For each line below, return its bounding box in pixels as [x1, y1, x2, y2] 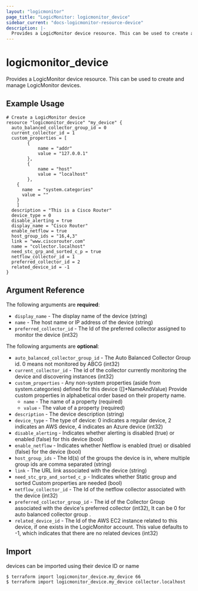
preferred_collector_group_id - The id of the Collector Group [14, 498, 165, 505]
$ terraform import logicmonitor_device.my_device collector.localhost [6, 579, 186, 585]
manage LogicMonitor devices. [6, 82, 81, 89]
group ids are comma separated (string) [14, 461, 112, 468]
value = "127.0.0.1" [37, 150, 88, 156]
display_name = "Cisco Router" [11, 222, 88, 229]
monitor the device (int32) [14, 331, 78, 338]
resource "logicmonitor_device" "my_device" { [6, 119, 123, 126]
